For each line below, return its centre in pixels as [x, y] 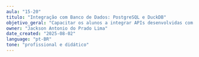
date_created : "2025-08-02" [41, 34]
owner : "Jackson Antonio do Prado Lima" [57, 28]
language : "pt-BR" [29, 39]
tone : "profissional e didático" [48, 45]
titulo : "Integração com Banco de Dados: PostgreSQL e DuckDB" [86, 17]
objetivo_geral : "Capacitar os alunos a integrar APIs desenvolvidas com [100, 23]
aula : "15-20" [24, 12]
